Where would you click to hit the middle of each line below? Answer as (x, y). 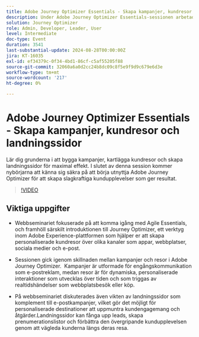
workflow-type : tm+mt (33, 72)
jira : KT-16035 (25, 56)
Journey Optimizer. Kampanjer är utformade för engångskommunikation (103, 266)
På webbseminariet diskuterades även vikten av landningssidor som (97, 296)
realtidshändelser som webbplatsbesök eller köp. (75, 285)
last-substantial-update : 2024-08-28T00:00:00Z (66, 50)
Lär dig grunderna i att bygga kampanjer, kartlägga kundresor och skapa (94, 159)
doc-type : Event (26, 39)
